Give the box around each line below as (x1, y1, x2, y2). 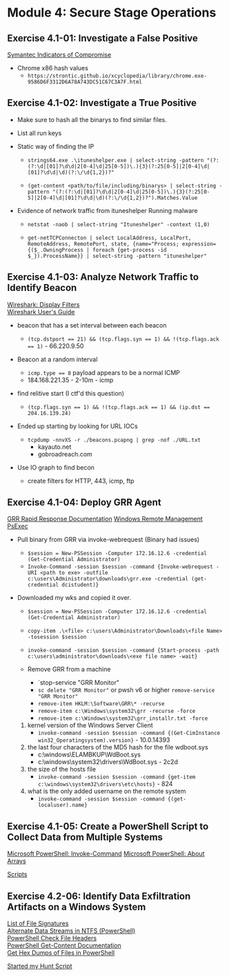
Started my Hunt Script (7, 962, 72, 970)
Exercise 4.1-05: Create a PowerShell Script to (7, 820, 209, 832)
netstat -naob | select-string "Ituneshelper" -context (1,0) (27, 221, 210, 228)
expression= (181, 240, 217, 248)
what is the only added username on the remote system (27, 787, 186, 796)
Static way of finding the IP (17, 142, 94, 150)
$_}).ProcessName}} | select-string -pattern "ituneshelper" (27, 252, 207, 259)
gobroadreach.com (37, 450, 93, 458)
